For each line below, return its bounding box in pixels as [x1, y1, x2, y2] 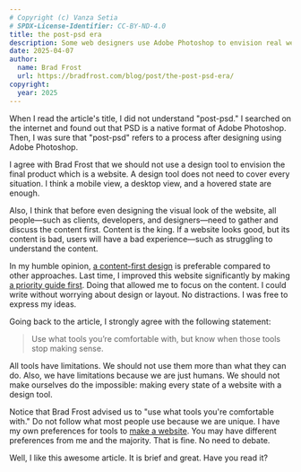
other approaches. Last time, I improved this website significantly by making [9, 270, 290, 281]
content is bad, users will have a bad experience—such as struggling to [9, 233, 273, 244]
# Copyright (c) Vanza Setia [9, 13, 118, 22]
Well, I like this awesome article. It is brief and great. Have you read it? [9, 452, 269, 463]
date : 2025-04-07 [9, 47, 74, 56]
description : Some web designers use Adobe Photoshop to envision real [9, 38, 282, 48]
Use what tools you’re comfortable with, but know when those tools [30, 333, 281, 344]
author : [9, 55, 39, 64]
